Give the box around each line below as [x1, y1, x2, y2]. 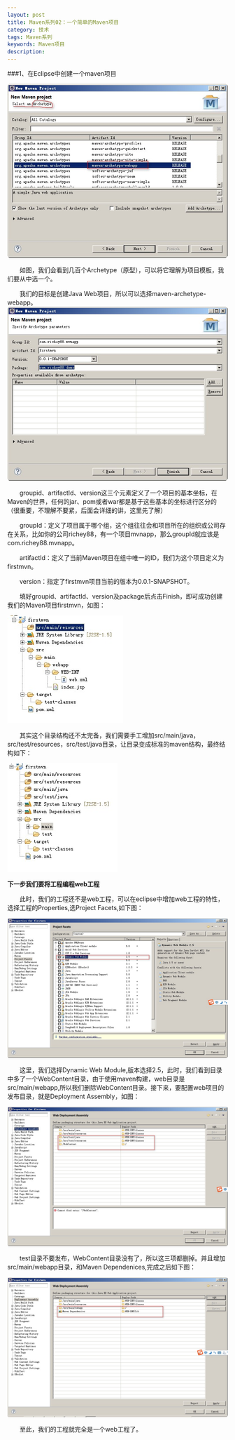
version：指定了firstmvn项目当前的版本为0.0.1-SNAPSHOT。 [19, 577, 194, 585]
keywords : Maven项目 [7, 41, 65, 48]
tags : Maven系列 [7, 34, 52, 41]
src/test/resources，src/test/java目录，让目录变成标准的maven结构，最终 [7, 740, 220, 748]
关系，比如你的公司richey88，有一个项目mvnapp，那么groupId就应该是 [13, 530, 220, 538]
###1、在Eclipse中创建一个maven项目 [7, 69, 117, 77]
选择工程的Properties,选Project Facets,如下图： [7, 903, 143, 912]
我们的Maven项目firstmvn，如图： [7, 601, 106, 609]
